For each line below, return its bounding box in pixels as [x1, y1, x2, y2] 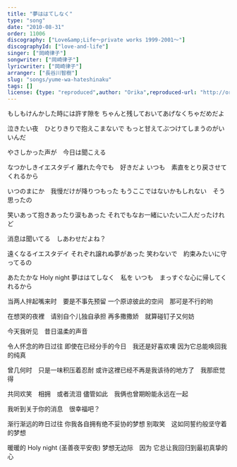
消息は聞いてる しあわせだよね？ [7, 234, 107, 243]
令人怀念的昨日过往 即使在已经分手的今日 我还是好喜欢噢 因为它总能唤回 [7, 342, 221, 351]
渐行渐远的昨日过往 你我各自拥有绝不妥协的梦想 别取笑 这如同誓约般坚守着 [7, 420, 227, 428]
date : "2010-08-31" [7, 23, 65, 30]
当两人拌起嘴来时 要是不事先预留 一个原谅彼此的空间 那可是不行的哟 [7, 297, 213, 305]
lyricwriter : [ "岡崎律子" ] [7, 63, 83, 70]
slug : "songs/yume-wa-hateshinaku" [7, 75, 112, 83]
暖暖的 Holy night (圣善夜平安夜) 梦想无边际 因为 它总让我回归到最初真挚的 [7, 444, 228, 452]
